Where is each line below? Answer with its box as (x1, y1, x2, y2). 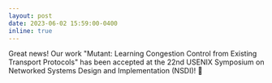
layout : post (8, 11, 53, 20)
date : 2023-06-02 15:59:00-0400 (8, 19, 118, 27)
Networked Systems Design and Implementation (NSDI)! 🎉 (8, 66, 203, 76)
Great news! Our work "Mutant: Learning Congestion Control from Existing (8, 49, 257, 59)
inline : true (8, 27, 53, 35)
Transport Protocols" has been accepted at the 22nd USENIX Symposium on (8, 57, 265, 67)
